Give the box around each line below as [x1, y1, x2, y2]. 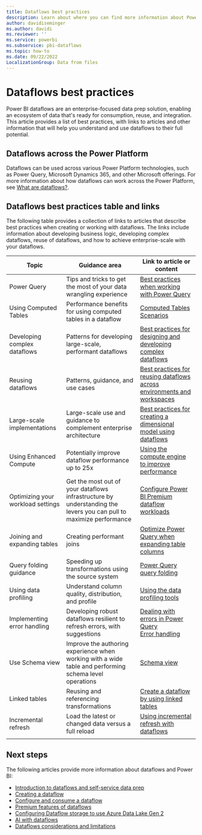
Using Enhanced [9, 452, 56, 461]
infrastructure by [66, 493, 114, 501]
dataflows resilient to [66, 615, 125, 623]
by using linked [140, 695, 183, 703]
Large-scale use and [66, 409, 126, 417]
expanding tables [9, 540, 58, 548]
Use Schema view [9, 659, 60, 667]
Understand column [66, 582, 122, 590]
